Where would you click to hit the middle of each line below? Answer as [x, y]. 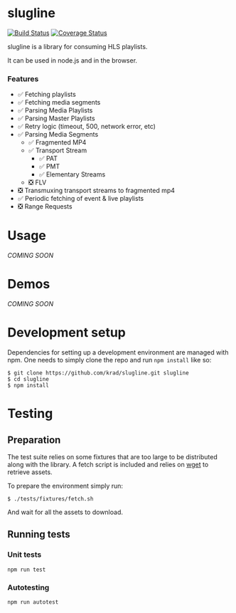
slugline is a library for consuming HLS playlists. [77, 46]
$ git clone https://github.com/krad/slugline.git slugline [98, 373]
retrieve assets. [30, 472]
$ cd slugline [28, 379]
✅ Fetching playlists [47, 95]
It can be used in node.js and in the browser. [72, 60]
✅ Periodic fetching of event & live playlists [81, 199]
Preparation [34, 440]
